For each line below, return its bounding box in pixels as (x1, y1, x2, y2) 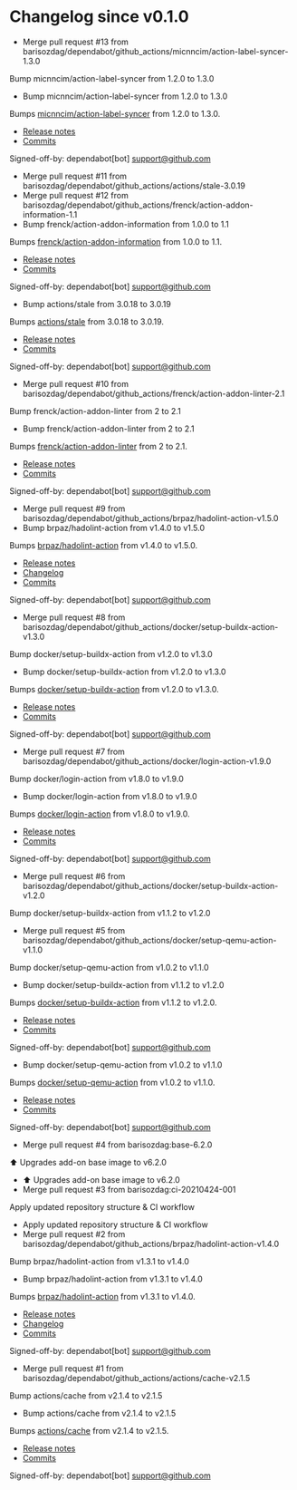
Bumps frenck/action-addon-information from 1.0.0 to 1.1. (9, 236, 223, 247)
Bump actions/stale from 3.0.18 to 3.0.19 (22, 298, 172, 309)
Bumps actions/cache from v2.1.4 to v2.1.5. (9, 1425, 169, 1436)
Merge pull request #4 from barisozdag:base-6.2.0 (22, 1139, 213, 1150)
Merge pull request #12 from (22, 189, 129, 200)
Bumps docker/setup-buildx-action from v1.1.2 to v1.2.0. (9, 997, 217, 1008)
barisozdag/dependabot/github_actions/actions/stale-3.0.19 (22, 179, 246, 191)
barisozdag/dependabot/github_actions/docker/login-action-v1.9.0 (22, 755, 272, 767)
